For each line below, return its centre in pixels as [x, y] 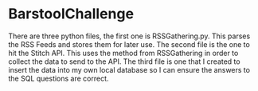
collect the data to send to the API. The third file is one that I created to [124, 61]
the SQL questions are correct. [59, 78]
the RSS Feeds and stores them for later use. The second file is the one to [129, 44]
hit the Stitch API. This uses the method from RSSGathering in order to [123, 53]
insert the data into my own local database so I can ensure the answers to [129, 69]
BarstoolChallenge [71, 14]
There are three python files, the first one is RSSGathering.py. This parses [129, 36]
